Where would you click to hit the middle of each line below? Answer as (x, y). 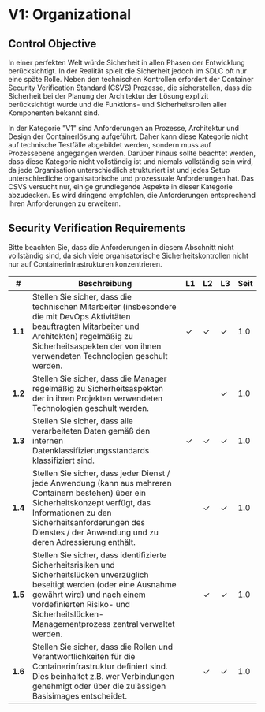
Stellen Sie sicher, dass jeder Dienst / (101, 473)
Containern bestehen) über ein (89, 493)
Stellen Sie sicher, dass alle (83, 421)
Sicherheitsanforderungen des (89, 522)
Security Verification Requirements (97, 228)
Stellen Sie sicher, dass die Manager (99, 378)
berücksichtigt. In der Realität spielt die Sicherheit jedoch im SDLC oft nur (127, 71)
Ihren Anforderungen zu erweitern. (64, 203)
